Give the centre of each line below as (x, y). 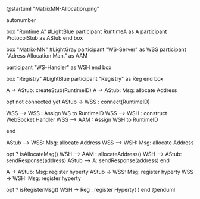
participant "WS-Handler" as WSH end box (59, 67)
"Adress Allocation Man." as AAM (47, 56)
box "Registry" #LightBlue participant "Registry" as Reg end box (85, 79)
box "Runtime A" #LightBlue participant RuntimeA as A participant (87, 31)
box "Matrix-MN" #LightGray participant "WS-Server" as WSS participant (96, 49)
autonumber (21, 20)
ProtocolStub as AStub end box (45, 38)
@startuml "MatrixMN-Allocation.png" (53, 9)
